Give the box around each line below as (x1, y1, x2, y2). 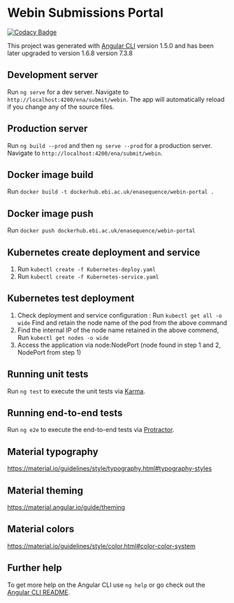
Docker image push (7, 207, 94, 219)
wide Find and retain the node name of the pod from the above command (17, 318, 228, 327)
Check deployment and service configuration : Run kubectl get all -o (17, 311, 222, 319)
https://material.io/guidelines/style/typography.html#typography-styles (7, 464, 212, 472)
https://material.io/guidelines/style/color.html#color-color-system (7, 542, 196, 550)
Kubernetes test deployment (7, 292, 135, 304)
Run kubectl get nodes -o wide (17, 333, 110, 341)
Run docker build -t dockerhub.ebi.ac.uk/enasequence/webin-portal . (7, 187, 214, 196)
